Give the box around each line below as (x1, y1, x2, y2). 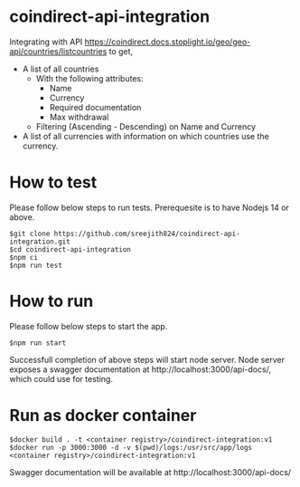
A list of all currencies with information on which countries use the (22, 130, 269, 141)
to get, (108, 45, 134, 56)
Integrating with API (9, 36, 83, 47)
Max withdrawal (49, 111, 109, 122)
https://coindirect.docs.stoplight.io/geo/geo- (84, 36, 251, 47)
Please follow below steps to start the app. (9, 320, 168, 331)
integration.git (9, 237, 70, 246)
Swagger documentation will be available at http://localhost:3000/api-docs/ (9, 466, 292, 477)
